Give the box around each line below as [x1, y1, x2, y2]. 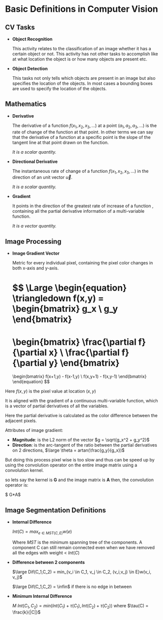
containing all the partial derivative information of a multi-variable [12, 208, 145, 214]
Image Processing [5, 237, 61, 246]
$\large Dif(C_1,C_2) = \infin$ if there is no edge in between [12, 584, 132, 589]
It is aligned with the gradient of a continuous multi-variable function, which [5, 398, 158, 404]
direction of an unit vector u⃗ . [12, 174, 73, 180]
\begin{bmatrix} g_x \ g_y [12, 303, 118, 315]
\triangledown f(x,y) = [12, 293, 104, 304]
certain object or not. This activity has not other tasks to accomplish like [12, 51, 158, 57]
